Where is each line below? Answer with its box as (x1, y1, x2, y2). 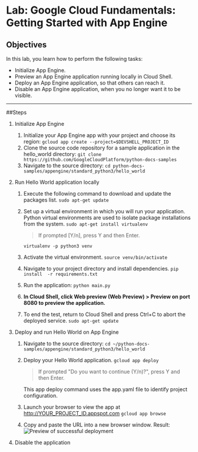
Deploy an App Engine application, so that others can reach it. (14, 79, 165, 86)
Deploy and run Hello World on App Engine (14, 329, 119, 336)
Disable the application (14, 439, 71, 446)
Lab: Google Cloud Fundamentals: (6, 4, 176, 17)
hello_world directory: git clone (23, 151, 102, 157)
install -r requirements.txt (23, 271, 98, 277)
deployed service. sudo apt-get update (23, 317, 119, 324)
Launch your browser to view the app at (23, 404, 121, 411)
